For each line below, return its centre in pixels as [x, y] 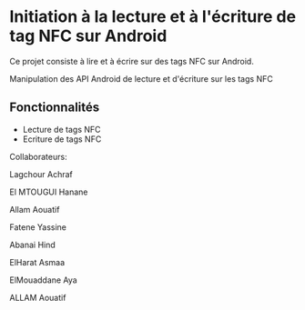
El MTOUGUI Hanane [49, 192]
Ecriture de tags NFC [62, 139]
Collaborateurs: [38, 156]
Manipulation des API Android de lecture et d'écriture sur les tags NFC [141, 78]
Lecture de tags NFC [62, 129]
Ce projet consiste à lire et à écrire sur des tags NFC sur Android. [132, 61]
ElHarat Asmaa [37, 262]
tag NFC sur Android [88, 36]
